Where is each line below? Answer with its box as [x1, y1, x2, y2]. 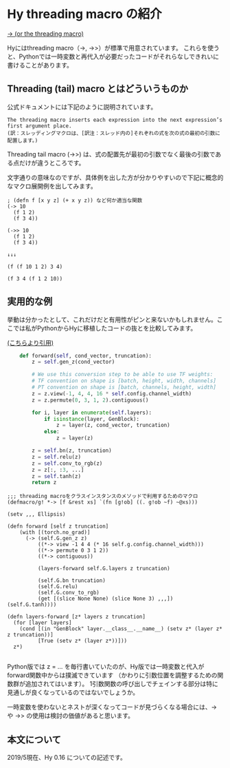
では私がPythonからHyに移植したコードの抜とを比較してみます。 [12, 324, 197, 332]
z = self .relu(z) [32, 453, 81, 460]
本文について [7, 734, 62, 745]
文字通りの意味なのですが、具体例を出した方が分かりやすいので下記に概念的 [7, 173, 224, 181]
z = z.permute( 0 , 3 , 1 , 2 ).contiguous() [32, 397, 149, 404]
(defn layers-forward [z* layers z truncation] [7, 614, 146, 621]
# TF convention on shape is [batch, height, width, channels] [32, 377, 216, 384]
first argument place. [7, 122, 72, 129]
